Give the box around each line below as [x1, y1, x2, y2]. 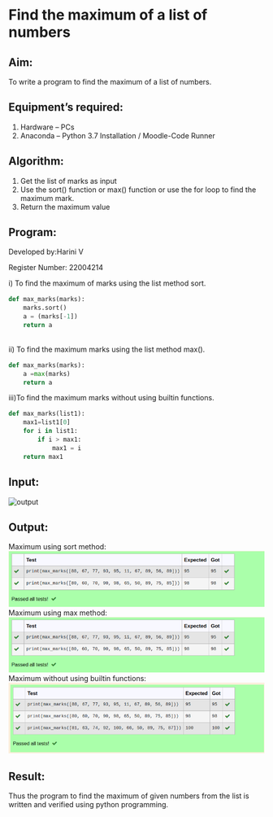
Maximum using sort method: [8, 542, 107, 552]
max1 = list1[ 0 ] [23, 418, 71, 426]
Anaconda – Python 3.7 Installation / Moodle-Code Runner [19, 130, 215, 140]
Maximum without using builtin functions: [8, 674, 146, 684]
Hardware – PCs [19, 122, 75, 132]
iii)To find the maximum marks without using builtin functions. [8, 393, 214, 403]
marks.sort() [23, 304, 67, 312]
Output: [8, 520, 49, 534]
